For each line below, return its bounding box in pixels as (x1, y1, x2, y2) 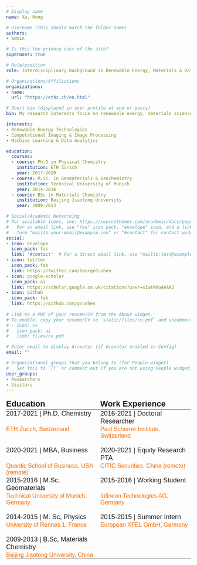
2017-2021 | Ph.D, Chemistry (6, 410, 91, 418)
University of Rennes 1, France (6, 522, 87, 529)
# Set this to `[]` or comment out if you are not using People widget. (6, 365, 193, 371)
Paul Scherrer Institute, (100, 426, 160, 433)
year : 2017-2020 (16, 170, 57, 176)
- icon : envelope (6, 241, 49, 246)
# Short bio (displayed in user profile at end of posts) (6, 105, 151, 111)
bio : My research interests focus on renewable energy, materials (6, 111, 172, 117)
